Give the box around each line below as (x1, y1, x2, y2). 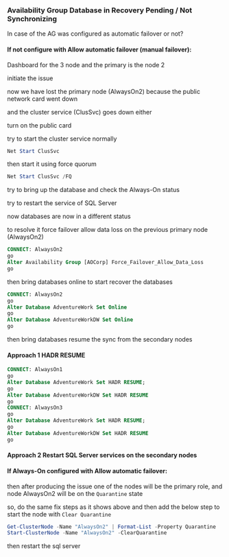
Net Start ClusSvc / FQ (7, 174, 72, 180)
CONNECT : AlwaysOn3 (7, 404, 63, 412)
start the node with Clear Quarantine (7, 510, 112, 518)
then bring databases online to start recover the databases (7, 277, 173, 286)
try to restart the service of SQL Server (7, 199, 117, 207)
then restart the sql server (7, 542, 81, 550)
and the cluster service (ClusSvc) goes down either (7, 108, 152, 116)
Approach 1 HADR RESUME (7, 351, 86, 359)
